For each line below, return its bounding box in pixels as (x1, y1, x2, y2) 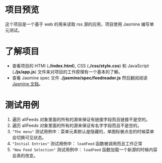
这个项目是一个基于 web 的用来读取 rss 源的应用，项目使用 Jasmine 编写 (5, 21, 150, 27)
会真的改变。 (12, 152, 38, 158)
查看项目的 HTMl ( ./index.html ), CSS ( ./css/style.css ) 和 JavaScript (12, 63, 149, 68)
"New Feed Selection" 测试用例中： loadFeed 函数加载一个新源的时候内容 (12, 147, 158, 152)
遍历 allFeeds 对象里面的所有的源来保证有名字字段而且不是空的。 (12, 122, 142, 128)
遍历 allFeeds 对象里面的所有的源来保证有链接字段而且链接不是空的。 (12, 116, 150, 122)
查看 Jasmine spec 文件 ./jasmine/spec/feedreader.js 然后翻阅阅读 (12, 75, 148, 81)
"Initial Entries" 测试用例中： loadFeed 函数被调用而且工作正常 (12, 140, 143, 146)
